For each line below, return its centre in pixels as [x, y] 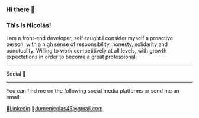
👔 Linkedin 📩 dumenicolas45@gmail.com [54, 109]
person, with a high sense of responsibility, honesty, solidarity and [87, 44]
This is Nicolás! [29, 25]
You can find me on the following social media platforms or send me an [93, 91]
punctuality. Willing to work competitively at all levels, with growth [86, 51]
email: [14, 97]
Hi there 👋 [21, 9]
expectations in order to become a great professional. [72, 57]
